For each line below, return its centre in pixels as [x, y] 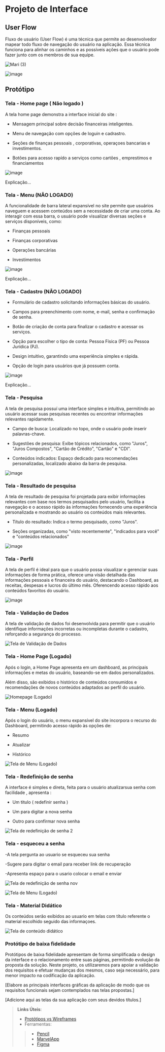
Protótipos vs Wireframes [50, 1019]
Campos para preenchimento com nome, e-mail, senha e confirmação [83, 312]
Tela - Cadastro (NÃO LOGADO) [44, 291]
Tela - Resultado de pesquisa [41, 486]
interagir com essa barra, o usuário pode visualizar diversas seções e [76, 216]
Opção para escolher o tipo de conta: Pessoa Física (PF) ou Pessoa [81, 341]
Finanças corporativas [35, 240]
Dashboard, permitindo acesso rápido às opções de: [58, 726]
